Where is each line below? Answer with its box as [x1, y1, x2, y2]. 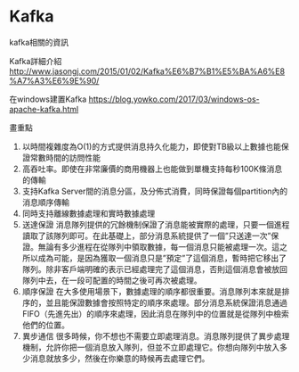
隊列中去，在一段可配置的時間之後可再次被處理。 [21, 275, 202, 285]
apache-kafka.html [9, 103, 79, 114]
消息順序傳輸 [21, 196, 69, 207]
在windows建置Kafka [9, 94, 87, 104]
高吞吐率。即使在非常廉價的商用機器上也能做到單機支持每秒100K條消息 [21, 163, 283, 174]
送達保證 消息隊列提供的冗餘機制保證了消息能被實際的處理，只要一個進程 [21, 219, 290, 229]
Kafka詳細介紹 [9, 55, 62, 66]
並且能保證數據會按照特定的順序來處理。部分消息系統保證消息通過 [45, 297, 287, 308]
